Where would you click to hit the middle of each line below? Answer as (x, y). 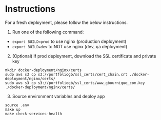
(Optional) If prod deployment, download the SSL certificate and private (84, 56)
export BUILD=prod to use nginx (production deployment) (69, 41)
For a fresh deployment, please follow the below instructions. (66, 22)
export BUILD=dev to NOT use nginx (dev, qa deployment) (70, 46)
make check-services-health (34, 114)
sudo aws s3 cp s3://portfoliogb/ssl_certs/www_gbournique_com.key (75, 83)
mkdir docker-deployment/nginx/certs (43, 70)
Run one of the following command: (48, 32)
